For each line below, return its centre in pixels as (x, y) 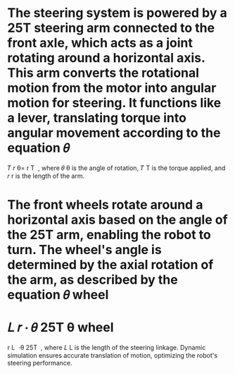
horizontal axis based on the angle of (118, 220)
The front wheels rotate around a (105, 205)
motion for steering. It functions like (114, 103)
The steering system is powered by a (117, 13)
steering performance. (40, 363)
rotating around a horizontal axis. (106, 58)
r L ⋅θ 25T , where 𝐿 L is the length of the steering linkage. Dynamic (107, 348)
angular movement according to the (114, 133)
